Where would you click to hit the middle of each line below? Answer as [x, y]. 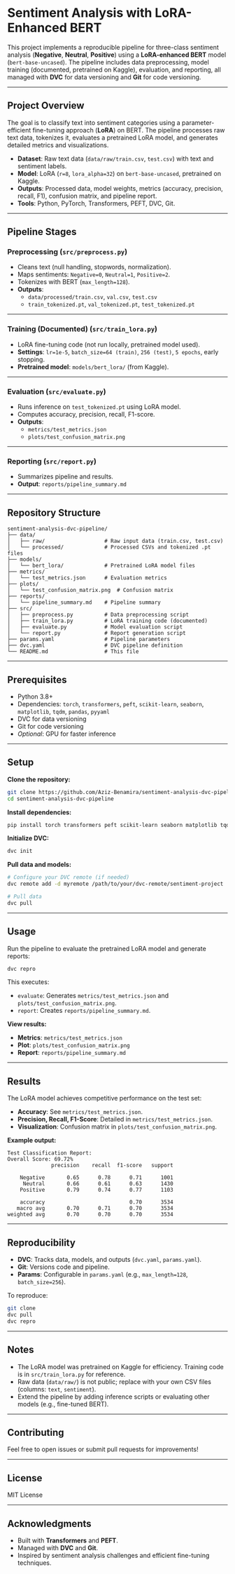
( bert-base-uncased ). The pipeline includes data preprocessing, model [108, 62]
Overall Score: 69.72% [40, 1159]
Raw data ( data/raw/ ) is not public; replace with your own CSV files [114, 1381]
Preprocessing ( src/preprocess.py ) [67, 252]
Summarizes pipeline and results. [65, 477]
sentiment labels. [42, 166]
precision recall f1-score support [112, 1166]
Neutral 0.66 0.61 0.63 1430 [98, 1184]
